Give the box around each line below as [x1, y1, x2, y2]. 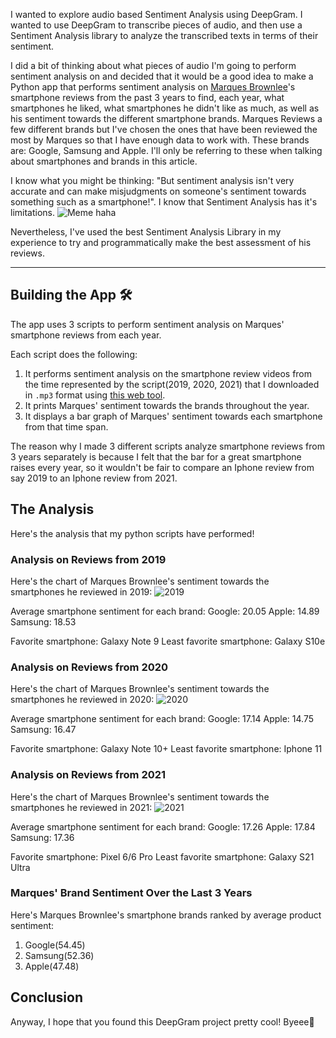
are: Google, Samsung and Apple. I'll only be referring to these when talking [10, 145, 323, 156]
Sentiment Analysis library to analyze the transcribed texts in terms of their [10, 30, 319, 41]
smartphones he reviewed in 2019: [10, 585, 153, 598]
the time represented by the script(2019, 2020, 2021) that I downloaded [24, 378, 320, 390]
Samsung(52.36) [24, 949, 95, 961]
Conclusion [10, 989, 84, 1006]
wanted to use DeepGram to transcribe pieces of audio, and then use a [10, 19, 303, 31]
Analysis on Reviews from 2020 [10, 660, 169, 674]
